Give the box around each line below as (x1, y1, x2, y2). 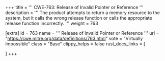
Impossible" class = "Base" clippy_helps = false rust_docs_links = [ (5, 41, 146, 47)
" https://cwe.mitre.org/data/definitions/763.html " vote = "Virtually (5, 35, 143, 41)
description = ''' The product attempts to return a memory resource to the (5, 10, 160, 16)
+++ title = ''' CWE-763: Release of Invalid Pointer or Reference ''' (5, 5, 144, 10)
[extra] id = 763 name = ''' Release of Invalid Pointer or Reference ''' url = (5, 30, 159, 36)
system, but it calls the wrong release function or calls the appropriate (5, 15, 152, 21)
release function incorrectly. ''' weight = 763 (5, 20, 98, 26)
